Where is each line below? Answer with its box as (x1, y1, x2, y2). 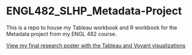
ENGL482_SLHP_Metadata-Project (6, 4, 182, 18)
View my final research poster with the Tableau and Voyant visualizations (6, 42, 186, 49)
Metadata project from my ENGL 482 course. (6, 30, 117, 37)
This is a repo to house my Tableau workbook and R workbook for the (6, 24, 178, 31)
